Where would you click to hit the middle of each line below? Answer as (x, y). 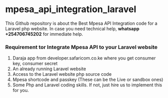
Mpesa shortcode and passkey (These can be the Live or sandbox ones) (88, 80)
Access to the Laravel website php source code (62, 74)
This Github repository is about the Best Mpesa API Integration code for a (81, 23)
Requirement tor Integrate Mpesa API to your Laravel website (81, 47)
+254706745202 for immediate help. (44, 34)
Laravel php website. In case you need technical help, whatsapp (72, 28)
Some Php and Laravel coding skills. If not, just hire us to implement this (87, 85)
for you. (21, 90)
